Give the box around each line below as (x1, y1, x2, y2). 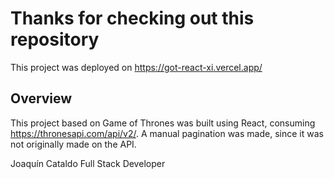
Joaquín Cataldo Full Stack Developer (10, 157, 166, 169)
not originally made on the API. (10, 138, 137, 150)
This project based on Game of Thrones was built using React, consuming (10, 117, 316, 129)
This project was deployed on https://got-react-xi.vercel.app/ (10, 61, 263, 73)
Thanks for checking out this (10, 7, 255, 30)
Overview (10, 90, 73, 107)
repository (10, 28, 100, 51)
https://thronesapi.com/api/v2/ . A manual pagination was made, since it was (10, 127, 324, 139)
